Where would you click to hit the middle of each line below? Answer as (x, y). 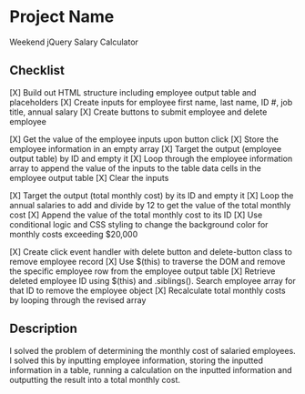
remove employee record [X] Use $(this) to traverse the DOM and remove (147, 261)
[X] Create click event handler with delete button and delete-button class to (151, 251)
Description (43, 329)
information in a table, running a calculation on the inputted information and (151, 369)
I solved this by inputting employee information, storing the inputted (137, 360)
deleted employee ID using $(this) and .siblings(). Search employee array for (152, 280)
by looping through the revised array (78, 300)
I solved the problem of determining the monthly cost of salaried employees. (152, 350)
